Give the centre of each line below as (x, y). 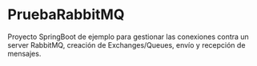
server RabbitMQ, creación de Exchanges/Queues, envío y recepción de (126, 45)
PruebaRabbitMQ (66, 15)
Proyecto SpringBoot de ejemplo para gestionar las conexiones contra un (128, 37)
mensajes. (24, 53)
